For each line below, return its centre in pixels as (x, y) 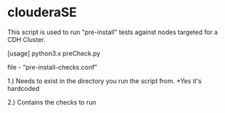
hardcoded (23, 88)
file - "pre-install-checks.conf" (52, 67)
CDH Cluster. (26, 39)
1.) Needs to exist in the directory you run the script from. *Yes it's (104, 81)
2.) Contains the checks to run (52, 102)
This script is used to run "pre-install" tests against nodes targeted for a (113, 32)
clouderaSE (42, 12)
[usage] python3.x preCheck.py (54, 53)
